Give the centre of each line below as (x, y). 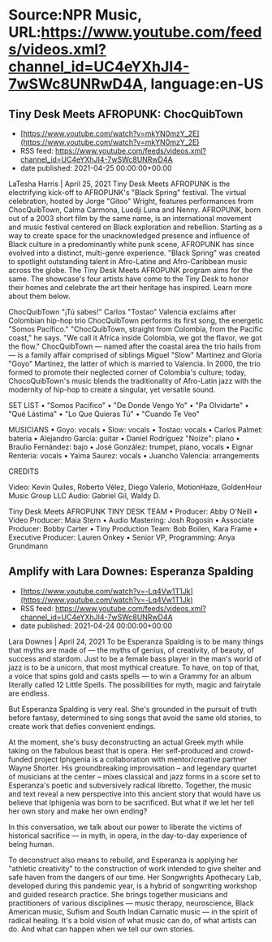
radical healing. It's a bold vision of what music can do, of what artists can (133, 920)
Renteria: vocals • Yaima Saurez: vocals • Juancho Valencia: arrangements (134, 456)
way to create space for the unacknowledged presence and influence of (129, 236)
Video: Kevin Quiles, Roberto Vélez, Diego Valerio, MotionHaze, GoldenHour (135, 487)
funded (21, 759)
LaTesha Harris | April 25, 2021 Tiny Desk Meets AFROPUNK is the (119, 184)
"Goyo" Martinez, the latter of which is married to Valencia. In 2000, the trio (135, 364)
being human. (31, 844)
